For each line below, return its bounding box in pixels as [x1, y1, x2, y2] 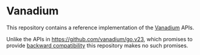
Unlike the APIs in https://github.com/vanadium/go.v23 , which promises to [6, 35, 193, 42]
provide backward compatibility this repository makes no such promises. [6, 42, 188, 49]
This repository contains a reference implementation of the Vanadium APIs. [6, 24, 195, 31]
